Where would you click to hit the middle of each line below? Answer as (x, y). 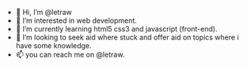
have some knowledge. (54, 46)
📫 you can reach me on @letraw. (70, 54)
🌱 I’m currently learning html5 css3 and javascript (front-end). (116, 29)
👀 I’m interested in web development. (76, 20)
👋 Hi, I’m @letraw (44, 12)
